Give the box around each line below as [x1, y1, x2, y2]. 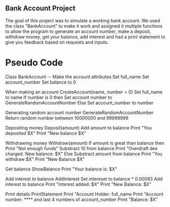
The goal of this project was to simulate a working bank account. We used [5, 17, 160, 23]
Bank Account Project [5, 4, 76, 13]
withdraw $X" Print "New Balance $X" [5, 156, 85, 162]
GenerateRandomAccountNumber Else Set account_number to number [5, 99, 154, 106]
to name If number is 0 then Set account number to [5, 94, 113, 100]
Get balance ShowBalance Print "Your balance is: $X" [5, 166, 118, 172]
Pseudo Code [5, 57, 63, 68]
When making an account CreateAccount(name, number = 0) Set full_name [5, 89, 163, 95]
